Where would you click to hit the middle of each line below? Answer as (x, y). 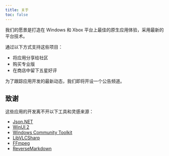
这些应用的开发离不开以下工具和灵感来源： (49, 111)
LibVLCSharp (26, 138)
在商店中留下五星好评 (35, 70)
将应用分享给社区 (30, 57)
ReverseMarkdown (32, 149)
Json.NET (23, 122)
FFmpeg (21, 143)
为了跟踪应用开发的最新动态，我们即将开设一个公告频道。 (65, 81)
